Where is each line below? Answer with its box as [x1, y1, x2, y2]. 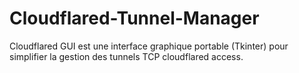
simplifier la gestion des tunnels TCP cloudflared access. [9, 50, 244, 62]
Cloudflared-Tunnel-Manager [9, 7, 260, 30]
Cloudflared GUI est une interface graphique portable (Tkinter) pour [9, 40, 289, 52]
